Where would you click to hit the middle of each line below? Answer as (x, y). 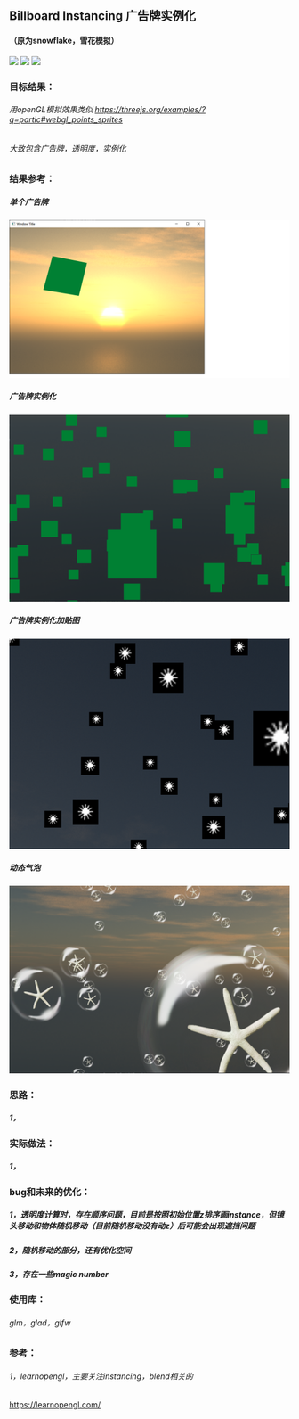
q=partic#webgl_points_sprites (66, 119)
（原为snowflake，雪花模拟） (64, 40)
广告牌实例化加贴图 (44, 620)
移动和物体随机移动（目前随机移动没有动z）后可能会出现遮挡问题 (136, 1226)
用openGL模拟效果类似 (51, 110)
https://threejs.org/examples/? (150, 110)
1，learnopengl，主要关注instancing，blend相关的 (101, 1376)
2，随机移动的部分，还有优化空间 (70, 1250)
